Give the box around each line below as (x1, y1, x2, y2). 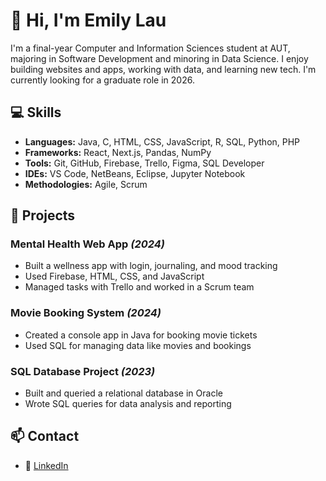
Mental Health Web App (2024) (10, 237, 165, 251)
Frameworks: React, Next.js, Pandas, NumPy (24, 146, 212, 158)
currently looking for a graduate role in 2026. (10, 74, 195, 86)
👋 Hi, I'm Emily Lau (10, 9, 167, 32)
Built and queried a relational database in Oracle (24, 387, 223, 399)
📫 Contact (10, 428, 80, 445)
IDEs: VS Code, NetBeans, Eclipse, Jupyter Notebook (24, 167, 246, 179)
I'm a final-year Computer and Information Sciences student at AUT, (10, 42, 291, 54)
